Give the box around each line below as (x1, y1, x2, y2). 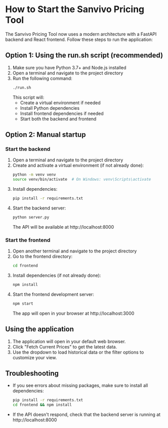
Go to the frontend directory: (12, 253, 72, 260)
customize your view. (12, 354, 57, 360)
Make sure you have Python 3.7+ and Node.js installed (12, 64, 127, 70)
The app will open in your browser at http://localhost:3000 (12, 310, 135, 316)
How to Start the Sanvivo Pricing (5, 4, 145, 15)
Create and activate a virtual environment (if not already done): (12, 162, 144, 168)
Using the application (5, 325, 74, 333)
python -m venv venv (12, 172, 56, 178)
